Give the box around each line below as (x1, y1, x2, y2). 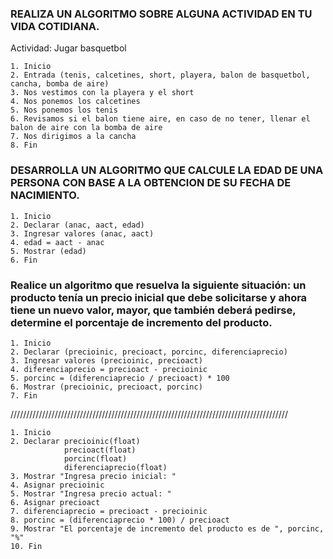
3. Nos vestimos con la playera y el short (10, 88, 195, 98)
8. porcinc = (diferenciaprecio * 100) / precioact (10, 515, 230, 525)
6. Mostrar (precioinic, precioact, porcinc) (10, 382, 203, 392)
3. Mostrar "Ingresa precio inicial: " (10, 471, 177, 481)
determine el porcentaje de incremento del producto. (10, 315, 273, 329)
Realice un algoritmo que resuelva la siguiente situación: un (10, 278, 307, 292)
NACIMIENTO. (10, 188, 80, 202)
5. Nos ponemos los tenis (10, 105, 118, 116)
